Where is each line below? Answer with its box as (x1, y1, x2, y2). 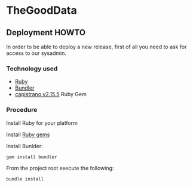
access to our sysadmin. (6, 50, 67, 57)
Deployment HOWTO (6, 27, 85, 38)
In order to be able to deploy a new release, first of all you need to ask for (6, 43, 187, 50)
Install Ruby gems (6, 131, 50, 138)
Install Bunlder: (6, 142, 43, 149)
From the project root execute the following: (6, 165, 114, 172)
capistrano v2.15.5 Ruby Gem (14, 91, 87, 98)
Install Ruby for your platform (6, 119, 78, 126)
